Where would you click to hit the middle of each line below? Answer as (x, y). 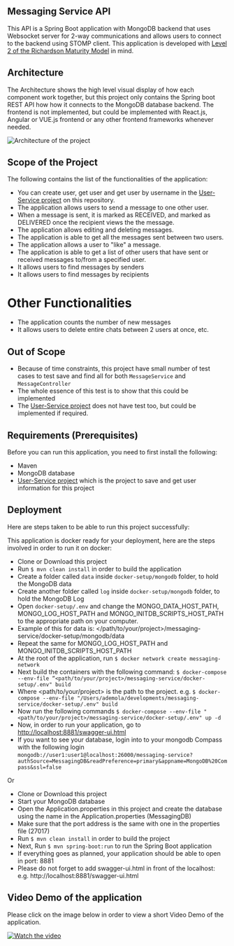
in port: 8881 (36, 861)
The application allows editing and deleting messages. (95, 230)
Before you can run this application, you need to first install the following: (112, 452)
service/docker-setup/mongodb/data (71, 636)
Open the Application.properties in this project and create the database (119, 809)
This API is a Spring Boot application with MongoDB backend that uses (109, 28)
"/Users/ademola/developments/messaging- (138, 698)
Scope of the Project (52, 163)
